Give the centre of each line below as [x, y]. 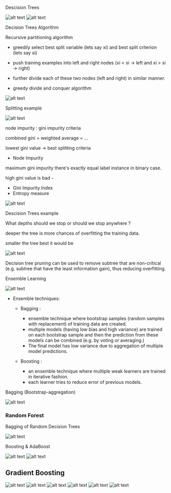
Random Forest [25, 415]
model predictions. [48, 351]
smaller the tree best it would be [39, 243]
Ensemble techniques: [36, 298]
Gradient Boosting [35, 473]
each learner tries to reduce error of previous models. [85, 382]
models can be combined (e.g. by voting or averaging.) [86, 340]
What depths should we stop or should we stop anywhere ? [68, 223]
